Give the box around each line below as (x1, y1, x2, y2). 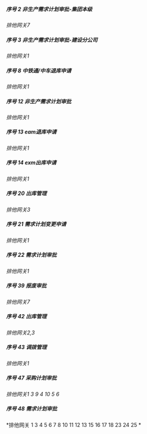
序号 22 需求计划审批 (6, 251, 57, 259)
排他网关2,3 (6, 329, 35, 336)
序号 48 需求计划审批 (6, 405, 57, 412)
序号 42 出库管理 (6, 313, 47, 320)
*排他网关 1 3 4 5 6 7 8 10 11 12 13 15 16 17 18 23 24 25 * (6, 421, 142, 428)
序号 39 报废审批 (6, 282, 47, 289)
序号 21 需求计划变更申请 (6, 221, 66, 228)
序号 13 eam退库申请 (6, 128, 57, 136)
